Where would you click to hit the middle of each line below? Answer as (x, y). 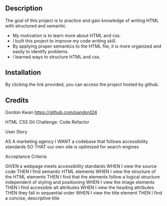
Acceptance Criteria (26, 156)
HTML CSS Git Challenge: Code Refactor (47, 122)
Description (24, 8)
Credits (17, 100)
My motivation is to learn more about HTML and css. (67, 35)
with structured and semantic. (36, 26)
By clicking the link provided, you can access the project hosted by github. (82, 85)
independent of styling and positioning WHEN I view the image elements (80, 182)
